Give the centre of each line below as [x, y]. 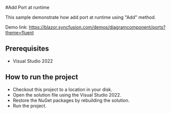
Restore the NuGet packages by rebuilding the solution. [71, 100]
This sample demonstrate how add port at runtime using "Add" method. [81, 17]
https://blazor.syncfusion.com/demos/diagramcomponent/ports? [97, 27]
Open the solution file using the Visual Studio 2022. [67, 95]
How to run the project [42, 77]
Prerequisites [27, 49]
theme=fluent [20, 32]
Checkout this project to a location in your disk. [62, 89]
